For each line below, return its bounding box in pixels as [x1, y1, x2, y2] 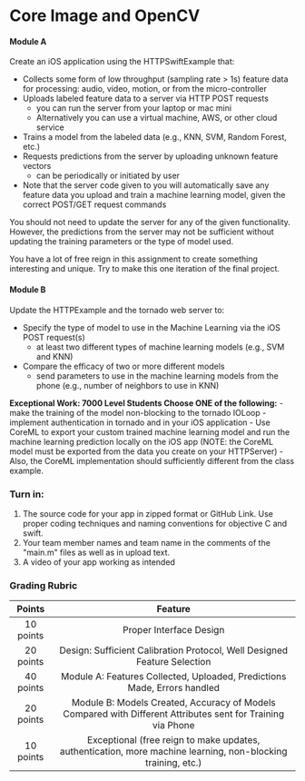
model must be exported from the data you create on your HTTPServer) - [9, 446, 284, 457]
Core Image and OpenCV [9, 5, 201, 26]
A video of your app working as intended [22, 556, 175, 568]
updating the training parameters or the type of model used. [9, 236, 234, 247]
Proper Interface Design [122, 624, 225, 637]
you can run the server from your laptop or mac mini [35, 103, 232, 114]
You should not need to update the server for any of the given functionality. [9, 217, 290, 228]
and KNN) [35, 351, 74, 361]
